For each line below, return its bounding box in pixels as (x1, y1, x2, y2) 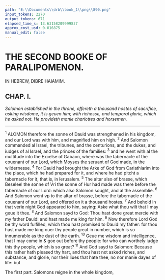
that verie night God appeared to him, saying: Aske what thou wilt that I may (5, 204, 159, 210)
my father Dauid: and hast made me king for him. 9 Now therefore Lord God (5, 215, 158, 222)
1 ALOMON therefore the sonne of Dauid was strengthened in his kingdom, (5, 130, 156, 137)
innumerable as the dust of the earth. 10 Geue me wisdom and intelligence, (5, 232, 156, 239)
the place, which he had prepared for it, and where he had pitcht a (5, 170, 139, 176)
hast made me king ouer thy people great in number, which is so (5, 226, 135, 232)
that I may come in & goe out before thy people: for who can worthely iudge (5, 238, 158, 244)
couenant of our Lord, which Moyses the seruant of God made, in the (5, 159, 145, 165)
